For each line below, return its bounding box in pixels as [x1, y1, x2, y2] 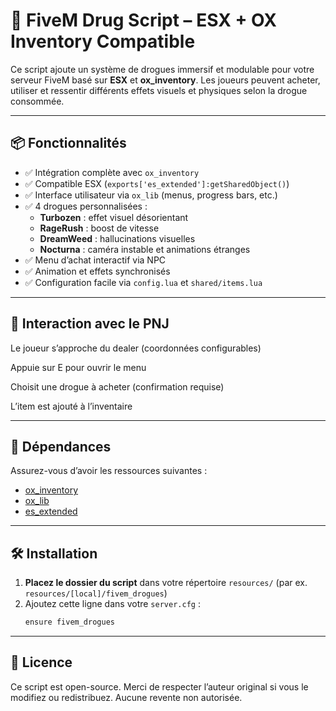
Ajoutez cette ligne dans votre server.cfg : [24, 598, 201, 610]
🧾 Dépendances [10, 438, 112, 455]
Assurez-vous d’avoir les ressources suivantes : [10, 465, 208, 477]
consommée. [10, 95, 65, 107]
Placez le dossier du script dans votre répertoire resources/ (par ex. [24, 577, 308, 589]
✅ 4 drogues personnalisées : [24, 200, 148, 212]
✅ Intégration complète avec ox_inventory [24, 166, 200, 178]
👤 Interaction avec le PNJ [10, 315, 170, 333]
